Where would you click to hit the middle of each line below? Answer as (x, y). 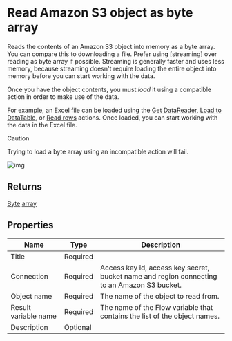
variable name (34, 316)
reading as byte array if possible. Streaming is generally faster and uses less (116, 61)
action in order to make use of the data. (63, 96)
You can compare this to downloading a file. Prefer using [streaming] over (112, 54)
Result (21, 307)
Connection (29, 276)
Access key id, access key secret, (155, 268)
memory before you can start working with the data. (81, 76)
